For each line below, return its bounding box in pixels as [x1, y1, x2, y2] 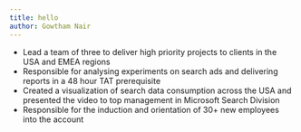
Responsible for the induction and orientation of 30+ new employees [22, 104, 279, 115]
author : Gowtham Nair [9, 22, 92, 31]
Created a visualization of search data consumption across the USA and [22, 85, 292, 96]
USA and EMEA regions [22, 56, 111, 67]
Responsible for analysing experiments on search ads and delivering [22, 65, 278, 77]
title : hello [9, 13, 59, 23]
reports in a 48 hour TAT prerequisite [22, 75, 161, 86]
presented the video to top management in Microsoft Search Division [22, 94, 280, 105]
